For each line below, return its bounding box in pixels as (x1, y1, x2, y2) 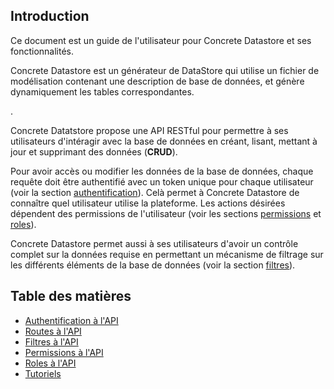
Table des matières (10, 288, 132, 305)
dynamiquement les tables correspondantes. (10, 85, 195, 98)
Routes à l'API (24, 325, 82, 337)
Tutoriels (24, 367, 62, 379)
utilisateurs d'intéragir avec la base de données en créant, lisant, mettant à (10, 135, 318, 147)
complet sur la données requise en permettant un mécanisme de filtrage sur (10, 248, 324, 260)
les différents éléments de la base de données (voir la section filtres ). (10, 259, 296, 271)
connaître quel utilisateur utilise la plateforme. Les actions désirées (10, 197, 286, 209)
